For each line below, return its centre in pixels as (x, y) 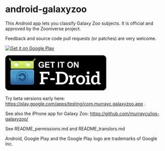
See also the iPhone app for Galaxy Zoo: (47, 113)
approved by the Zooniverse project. (43, 28)
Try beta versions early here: (35, 98)
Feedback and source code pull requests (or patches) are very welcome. (81, 38)
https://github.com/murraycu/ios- (125, 113)
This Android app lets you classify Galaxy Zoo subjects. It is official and (79, 23)
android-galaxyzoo (46, 9)
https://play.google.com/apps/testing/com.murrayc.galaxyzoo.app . (75, 104)
